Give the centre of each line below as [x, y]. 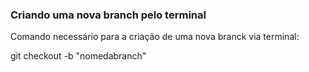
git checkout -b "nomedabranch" [78, 56]
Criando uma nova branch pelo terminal [108, 15]
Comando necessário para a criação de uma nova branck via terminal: [155, 37]
